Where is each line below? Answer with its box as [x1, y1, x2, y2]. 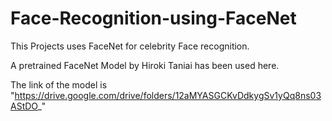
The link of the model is [10, 78, 108, 91]
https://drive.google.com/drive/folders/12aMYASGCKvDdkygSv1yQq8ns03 [14, 89, 322, 101]
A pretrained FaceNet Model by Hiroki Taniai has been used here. [10, 59, 280, 71]
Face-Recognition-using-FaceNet [10, 7, 297, 30]
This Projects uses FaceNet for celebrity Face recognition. [10, 40, 250, 52]
